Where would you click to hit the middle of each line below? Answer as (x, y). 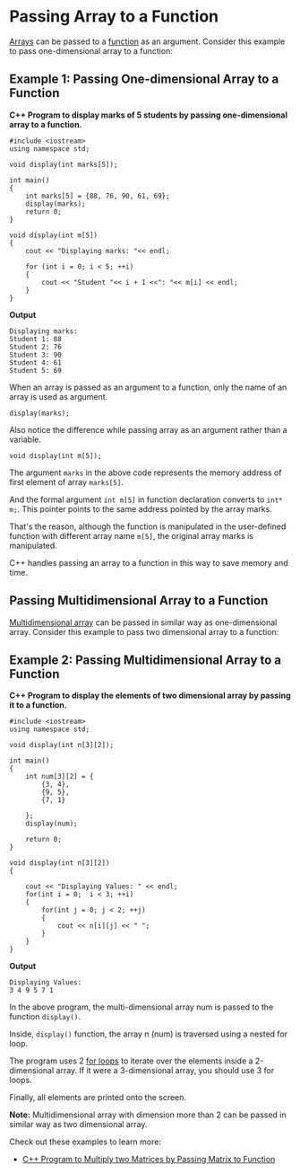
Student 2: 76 (36, 347)
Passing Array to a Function (114, 17)
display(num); (51, 824)
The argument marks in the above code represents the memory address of (146, 472)
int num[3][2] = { (60, 777)
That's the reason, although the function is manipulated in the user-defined (148, 526)
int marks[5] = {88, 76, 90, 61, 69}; (98, 196)
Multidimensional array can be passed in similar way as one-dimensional (143, 622)
